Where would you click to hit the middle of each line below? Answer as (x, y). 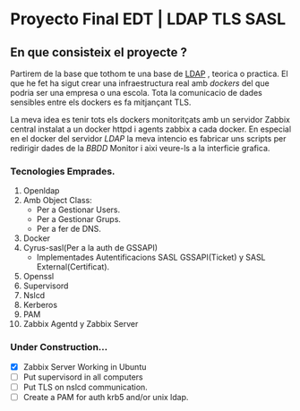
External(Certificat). (73, 267)
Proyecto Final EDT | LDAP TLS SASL (148, 19)
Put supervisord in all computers (83, 377)
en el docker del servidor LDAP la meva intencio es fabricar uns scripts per (148, 138)
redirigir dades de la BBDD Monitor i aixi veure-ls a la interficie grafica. (140, 148)
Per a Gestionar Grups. (79, 219)
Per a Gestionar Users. (78, 210)
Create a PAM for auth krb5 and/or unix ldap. (106, 397)
